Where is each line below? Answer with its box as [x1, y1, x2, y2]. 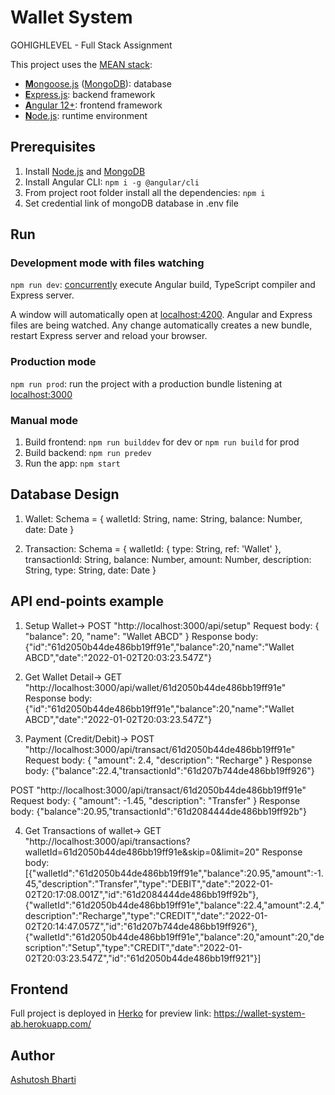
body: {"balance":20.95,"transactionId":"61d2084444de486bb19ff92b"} [10, 805, 308, 817]
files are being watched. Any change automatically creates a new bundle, [10, 319, 313, 331]
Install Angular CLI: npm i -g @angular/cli [24, 176, 200, 188]
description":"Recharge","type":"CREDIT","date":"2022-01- [24, 909, 268, 921]
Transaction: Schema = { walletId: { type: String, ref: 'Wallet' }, [24, 542, 282, 555]
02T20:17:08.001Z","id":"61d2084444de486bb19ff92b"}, [24, 888, 259, 900]
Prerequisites [10, 139, 96, 156]
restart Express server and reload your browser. [10, 330, 208, 342]
